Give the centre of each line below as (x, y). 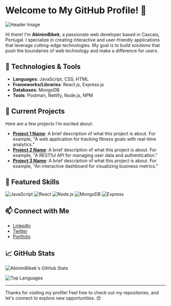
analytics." (24, 144)
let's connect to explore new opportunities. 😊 (53, 298)
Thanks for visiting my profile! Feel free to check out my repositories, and (82, 292)
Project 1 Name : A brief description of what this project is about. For (84, 133)
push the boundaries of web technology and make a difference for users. (82, 50)
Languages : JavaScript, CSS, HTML (51, 79)
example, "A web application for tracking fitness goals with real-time (84, 139)
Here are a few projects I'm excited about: (49, 123)
